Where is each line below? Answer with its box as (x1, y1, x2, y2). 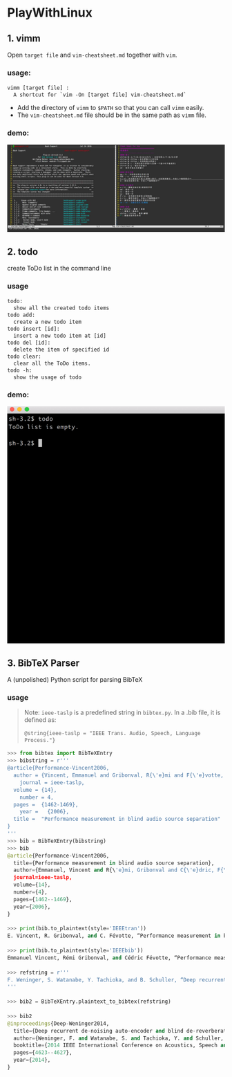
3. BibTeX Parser (7, 657, 80, 669)
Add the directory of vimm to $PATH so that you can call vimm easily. (17, 104, 204, 112)
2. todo (7, 246, 39, 257)
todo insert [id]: (7, 325, 60, 333)
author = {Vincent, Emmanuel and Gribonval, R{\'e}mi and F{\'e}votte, (13, 772, 224, 779)
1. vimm (7, 33, 41, 44)
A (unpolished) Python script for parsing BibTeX (7, 676, 143, 684)
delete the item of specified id (13, 346, 110, 354)
